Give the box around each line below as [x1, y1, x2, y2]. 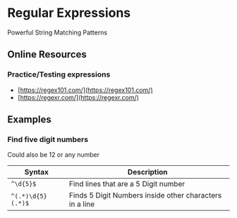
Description [127, 167, 168, 177]
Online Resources [7, 49, 87, 60]
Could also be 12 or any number [7, 150, 100, 159]
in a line [69, 199, 95, 209]
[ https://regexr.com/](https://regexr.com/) [17, 93, 140, 101]
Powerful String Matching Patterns [7, 28, 108, 37]
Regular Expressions [7, 5, 131, 21]
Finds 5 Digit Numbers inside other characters [69, 191, 222, 200]
